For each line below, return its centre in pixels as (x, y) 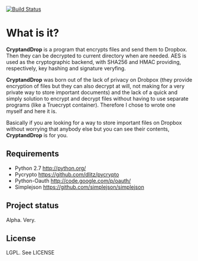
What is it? (33, 33)
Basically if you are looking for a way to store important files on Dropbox (94, 123)
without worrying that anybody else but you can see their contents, (88, 129)
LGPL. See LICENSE (30, 253)
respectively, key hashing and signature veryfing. (66, 68)
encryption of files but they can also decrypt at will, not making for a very (95, 86)
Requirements (33, 154)
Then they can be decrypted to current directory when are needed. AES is (96, 56)
